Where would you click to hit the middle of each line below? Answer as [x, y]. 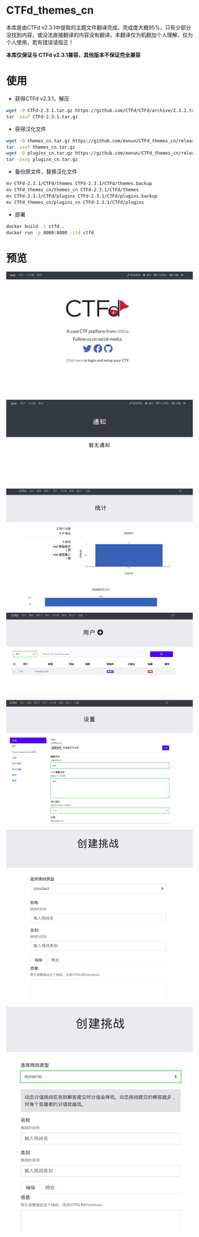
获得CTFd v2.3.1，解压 [42, 98]
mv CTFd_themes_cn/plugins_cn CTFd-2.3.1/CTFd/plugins [75, 202]
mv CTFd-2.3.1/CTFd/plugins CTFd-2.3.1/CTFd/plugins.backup [82, 196]
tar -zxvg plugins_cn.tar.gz [42, 160]
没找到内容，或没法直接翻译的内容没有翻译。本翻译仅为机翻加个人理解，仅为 [99, 35]
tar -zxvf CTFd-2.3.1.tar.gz [42, 117]
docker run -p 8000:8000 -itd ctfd [50, 233]
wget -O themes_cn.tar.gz [38, 141]
